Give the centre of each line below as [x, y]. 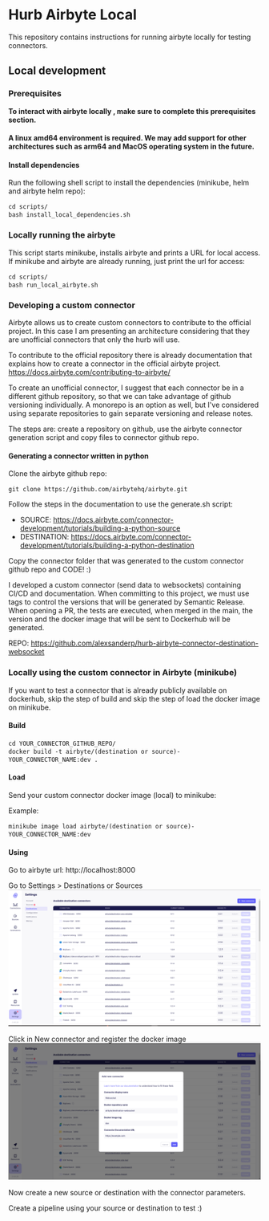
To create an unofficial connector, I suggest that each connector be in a [126, 388]
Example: [24, 810]
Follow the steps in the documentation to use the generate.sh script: [121, 504]
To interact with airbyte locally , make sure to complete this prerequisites [132, 111]
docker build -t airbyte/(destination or [78, 751]
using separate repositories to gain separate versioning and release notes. [131, 413]
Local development [57, 71]
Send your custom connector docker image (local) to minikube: [112, 795]
